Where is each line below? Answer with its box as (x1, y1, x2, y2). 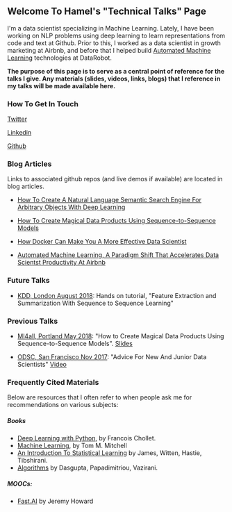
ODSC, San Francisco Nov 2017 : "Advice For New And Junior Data (17, 353, 207, 361)
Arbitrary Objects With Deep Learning (17, 203, 126, 211)
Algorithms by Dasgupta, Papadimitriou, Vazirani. (17, 463, 158, 472)
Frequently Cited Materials (7, 377, 99, 387)
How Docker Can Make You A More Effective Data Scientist (17, 238, 187, 246)
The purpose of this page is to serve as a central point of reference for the (7, 67, 225, 75)
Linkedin (7, 129, 32, 137)
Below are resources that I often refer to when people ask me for (7, 393, 192, 402)
